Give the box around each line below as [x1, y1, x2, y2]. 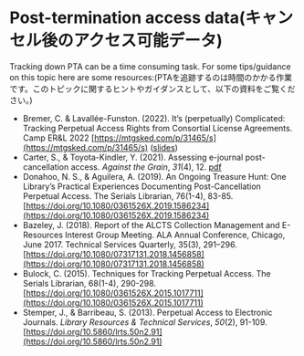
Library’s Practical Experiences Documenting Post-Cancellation [22, 181, 262, 192]
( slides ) [150, 141, 178, 152]
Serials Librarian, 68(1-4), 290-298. [22, 277, 157, 288]
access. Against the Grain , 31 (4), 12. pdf [70, 161, 222, 173]
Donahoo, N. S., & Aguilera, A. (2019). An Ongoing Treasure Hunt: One [22, 171, 287, 182]
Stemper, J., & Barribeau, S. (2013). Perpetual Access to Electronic [22, 307, 273, 318]
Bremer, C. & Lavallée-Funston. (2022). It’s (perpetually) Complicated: [22, 112, 286, 123]
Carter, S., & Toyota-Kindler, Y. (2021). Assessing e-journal [22, 152, 244, 162]
